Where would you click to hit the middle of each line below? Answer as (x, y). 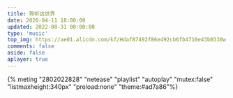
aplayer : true (28, 59)
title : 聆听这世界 (31, 14)
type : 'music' (28, 33)
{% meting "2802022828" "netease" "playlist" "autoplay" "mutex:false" (110, 79)
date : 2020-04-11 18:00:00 (46, 20)
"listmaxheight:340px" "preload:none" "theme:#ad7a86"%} (93, 86)
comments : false (31, 46)
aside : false (26, 53)
